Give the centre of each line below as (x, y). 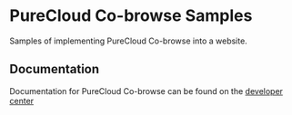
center (22, 101)
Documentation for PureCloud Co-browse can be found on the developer (146, 91)
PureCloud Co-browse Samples (131, 16)
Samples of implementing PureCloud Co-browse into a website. (128, 41)
